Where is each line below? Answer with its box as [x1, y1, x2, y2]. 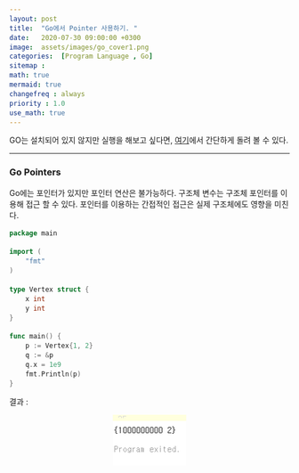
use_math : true [9, 108, 66, 118]
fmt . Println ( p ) [25, 370, 82, 379]
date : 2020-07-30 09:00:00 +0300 [9, 33, 141, 42]
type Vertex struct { [9, 285, 90, 294]
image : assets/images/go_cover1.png [9, 43, 149, 52]
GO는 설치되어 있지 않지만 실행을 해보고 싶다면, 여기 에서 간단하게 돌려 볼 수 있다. [9, 135, 289, 146]
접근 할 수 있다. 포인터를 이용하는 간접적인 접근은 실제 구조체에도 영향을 [25, 199, 273, 209]
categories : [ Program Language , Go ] [9, 52, 153, 61]
